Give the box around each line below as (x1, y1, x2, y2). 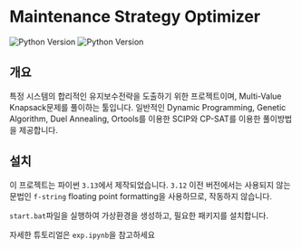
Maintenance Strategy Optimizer (9, 6, 261, 27)
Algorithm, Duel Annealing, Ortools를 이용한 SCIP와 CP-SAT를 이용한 (9, 113, 261, 124)
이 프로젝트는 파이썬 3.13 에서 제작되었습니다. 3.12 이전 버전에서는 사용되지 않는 (9, 179, 292, 190)
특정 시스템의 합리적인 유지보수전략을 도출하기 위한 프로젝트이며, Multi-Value (9, 91, 282, 101)
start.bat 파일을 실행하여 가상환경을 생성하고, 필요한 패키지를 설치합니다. (9, 210, 269, 221)
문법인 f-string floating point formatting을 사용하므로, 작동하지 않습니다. (9, 190, 273, 201)
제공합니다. (18, 124, 59, 135)
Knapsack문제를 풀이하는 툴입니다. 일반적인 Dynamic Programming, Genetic (9, 101, 286, 112)
